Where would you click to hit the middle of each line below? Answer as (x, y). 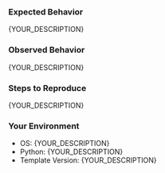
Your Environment (44, 126)
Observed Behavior (47, 50)
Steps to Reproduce (47, 88)
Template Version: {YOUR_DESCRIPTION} (88, 160)
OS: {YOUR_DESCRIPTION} (65, 144)
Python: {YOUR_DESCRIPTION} (71, 152)
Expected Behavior (46, 12)
